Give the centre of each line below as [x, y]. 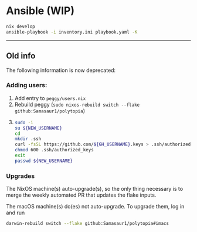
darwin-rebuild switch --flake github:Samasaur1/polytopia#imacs [87, 224]
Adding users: [27, 85]
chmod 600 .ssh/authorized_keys [54, 150]
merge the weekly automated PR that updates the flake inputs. [81, 195]
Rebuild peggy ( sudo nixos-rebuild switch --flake [77, 104]
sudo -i [24, 122]
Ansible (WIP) [40, 11]
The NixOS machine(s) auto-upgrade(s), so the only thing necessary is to [95, 189]
